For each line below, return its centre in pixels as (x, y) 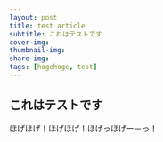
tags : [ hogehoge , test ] (53, 67)
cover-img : (29, 42)
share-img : (29, 59)
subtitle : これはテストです (56, 34)
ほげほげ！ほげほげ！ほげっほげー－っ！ (83, 128)
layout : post (33, 17)
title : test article (48, 26)
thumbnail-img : (37, 51)
